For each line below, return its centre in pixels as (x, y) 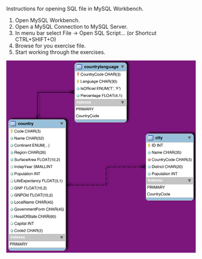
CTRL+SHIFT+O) (35, 39)
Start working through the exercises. (60, 52)
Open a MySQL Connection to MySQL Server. (71, 27)
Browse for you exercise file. (50, 46)
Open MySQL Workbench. (47, 20)
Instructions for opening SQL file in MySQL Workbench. (75, 9)
